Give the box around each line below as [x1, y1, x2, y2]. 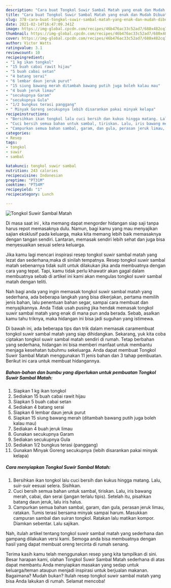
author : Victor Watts [6, 41, 52, 46]
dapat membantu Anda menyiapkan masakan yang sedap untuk [6, 562, 139, 568]
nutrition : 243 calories [6, 168, 58, 173]
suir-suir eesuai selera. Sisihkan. [13, 482, 81, 489]
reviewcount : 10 [6, 50, 40, 55]
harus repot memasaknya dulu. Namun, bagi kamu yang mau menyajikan [6, 225, 158, 232]
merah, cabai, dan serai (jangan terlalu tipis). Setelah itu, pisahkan [13, 493, 151, 499]
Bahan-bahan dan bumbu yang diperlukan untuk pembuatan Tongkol [6, 370, 156, 376]
